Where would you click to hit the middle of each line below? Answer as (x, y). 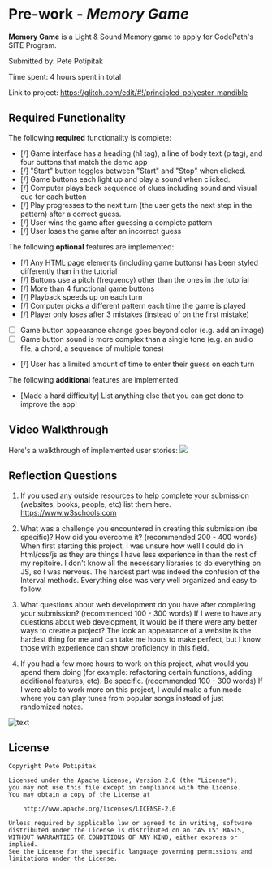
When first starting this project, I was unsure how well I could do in (132, 546)
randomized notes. (52, 707)
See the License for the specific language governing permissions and (130, 852)
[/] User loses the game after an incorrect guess (101, 231)
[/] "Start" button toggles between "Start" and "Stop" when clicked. (133, 171)
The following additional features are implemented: (94, 379)
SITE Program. (32, 45)
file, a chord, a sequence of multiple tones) (92, 348)
